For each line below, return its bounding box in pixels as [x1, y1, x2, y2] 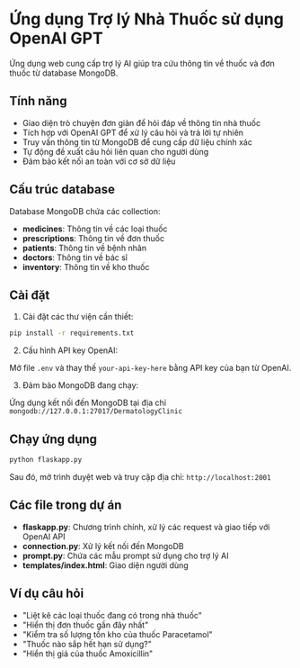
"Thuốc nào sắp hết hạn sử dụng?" [22, 638, 153, 649]
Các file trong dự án [9, 498, 122, 513]
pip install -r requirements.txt [9, 329, 135, 338]
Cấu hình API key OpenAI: [22, 345, 119, 356]
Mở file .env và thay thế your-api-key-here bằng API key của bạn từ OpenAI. [9, 363, 292, 374]
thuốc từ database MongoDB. [9, 68, 119, 78]
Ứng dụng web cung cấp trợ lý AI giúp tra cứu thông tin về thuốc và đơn [9, 58, 276, 68]
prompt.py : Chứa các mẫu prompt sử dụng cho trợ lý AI [22, 550, 229, 561]
